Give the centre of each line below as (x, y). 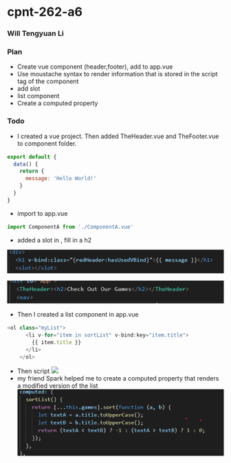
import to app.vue (42, 213)
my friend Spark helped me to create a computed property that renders (118, 378)
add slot (29, 89)
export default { (32, 157)
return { (32, 171)
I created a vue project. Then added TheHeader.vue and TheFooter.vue (118, 136)
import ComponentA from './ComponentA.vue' (70, 227)
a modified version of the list (57, 385)
